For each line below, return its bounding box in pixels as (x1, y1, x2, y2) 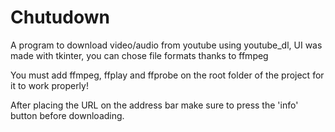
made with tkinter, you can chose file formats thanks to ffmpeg (10, 49, 269, 61)
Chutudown (10, 6, 110, 29)
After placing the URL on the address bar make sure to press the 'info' (10, 99, 299, 111)
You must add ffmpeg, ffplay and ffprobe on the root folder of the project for (10, 69, 325, 81)
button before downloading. (10, 109, 125, 121)
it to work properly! (10, 79, 89, 91)
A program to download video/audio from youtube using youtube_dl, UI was (10, 39, 323, 51)
